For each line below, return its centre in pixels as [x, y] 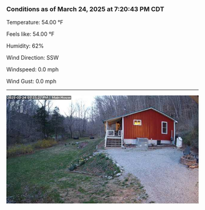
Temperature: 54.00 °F [35, 23]
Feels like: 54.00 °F [31, 34]
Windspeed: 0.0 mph [33, 69]
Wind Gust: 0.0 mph [31, 82]
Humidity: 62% [25, 46]
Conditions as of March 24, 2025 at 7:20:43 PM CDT [85, 9]
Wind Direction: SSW [33, 58]
